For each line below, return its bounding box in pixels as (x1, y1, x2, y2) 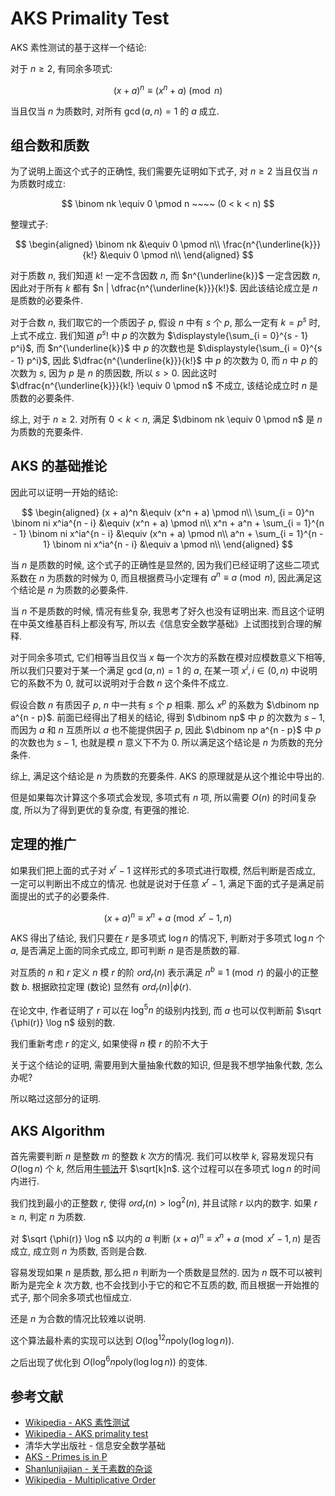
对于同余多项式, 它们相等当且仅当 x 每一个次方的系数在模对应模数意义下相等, (10, 652, 326, 664)
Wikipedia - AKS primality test (24, 1428, 149, 1440)
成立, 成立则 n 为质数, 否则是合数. (10, 1245, 148, 1257)
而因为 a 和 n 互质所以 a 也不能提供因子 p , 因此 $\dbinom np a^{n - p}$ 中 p (10, 723, 322, 736)
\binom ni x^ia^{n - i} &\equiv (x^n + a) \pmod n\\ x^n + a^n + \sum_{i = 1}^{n (11, 517, 325, 529)
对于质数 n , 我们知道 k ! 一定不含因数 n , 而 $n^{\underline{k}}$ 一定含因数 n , (10, 270, 321, 282)
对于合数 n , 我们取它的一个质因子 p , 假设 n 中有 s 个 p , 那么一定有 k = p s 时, (10, 315, 321, 329)
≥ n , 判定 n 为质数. (10, 1211, 87, 1223)
